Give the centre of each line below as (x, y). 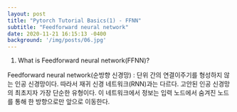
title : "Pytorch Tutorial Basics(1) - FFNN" (74, 21)
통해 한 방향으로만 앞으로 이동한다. (62, 102)
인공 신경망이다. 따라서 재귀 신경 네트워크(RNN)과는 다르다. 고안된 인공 (113, 84)
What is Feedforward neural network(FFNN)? (84, 60)
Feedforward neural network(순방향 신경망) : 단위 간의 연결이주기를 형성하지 (115, 75)
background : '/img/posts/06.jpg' (57, 40)
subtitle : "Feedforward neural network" (68, 27)
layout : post (27, 14)
